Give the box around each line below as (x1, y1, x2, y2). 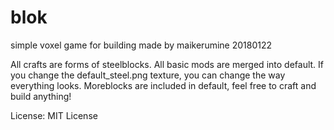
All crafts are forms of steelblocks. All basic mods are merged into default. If (10, 58, 324, 70)
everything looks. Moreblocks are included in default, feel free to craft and (10, 79, 317, 91)
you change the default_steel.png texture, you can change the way (10, 69, 286, 81)
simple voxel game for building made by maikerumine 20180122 (10, 39, 273, 51)
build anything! (10, 90, 72, 102)
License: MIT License (10, 109, 98, 121)
